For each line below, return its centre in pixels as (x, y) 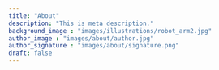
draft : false (30, 53)
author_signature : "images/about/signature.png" (94, 46)
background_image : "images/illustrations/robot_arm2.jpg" (110, 31)
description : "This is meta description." (81, 23)
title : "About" (34, 16)
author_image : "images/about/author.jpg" (81, 38)
